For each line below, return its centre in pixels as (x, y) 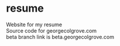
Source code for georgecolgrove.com (52, 30)
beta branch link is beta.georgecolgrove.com (60, 37)
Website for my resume (34, 24)
